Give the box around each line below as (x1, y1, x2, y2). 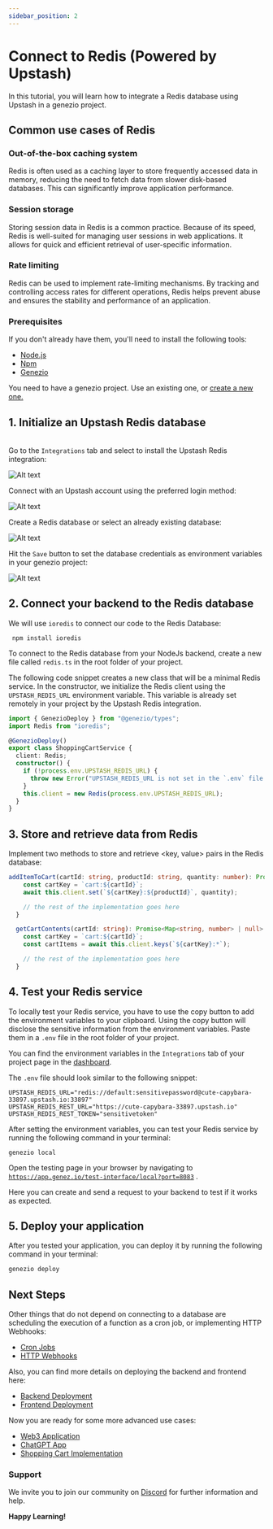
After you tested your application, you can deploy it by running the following (8, 1241, 262, 1251)
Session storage (8, 204, 75, 216)
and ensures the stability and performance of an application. (8, 295, 211, 305)
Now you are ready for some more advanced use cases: (8, 1416, 197, 1426)
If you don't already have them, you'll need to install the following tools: (8, 334, 247, 344)
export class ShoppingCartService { (8, 744, 132, 752)
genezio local (8, 1148, 57, 1157)
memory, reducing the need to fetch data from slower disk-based (8, 175, 227, 185)
